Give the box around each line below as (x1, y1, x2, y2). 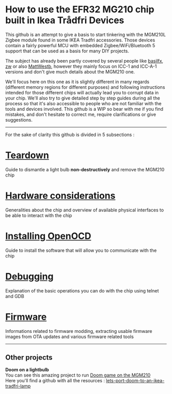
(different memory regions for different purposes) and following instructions (5, 84, 165, 90)
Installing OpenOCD (5, 230, 91, 242)
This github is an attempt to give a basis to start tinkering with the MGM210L (5, 31, 166, 37)
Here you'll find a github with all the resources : (5, 378, 105, 384)
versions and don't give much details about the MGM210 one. (5, 68, 135, 75)
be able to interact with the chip (5, 212, 73, 219)
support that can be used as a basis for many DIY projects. (5, 48, 130, 54)
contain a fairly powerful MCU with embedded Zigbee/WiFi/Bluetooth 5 (5, 42, 155, 48)
